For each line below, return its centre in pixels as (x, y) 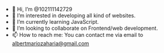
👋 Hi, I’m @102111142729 (42, 9)
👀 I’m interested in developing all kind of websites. (74, 15)
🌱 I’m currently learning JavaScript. (55, 22)
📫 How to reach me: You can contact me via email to (78, 35)
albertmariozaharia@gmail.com (51, 43)
